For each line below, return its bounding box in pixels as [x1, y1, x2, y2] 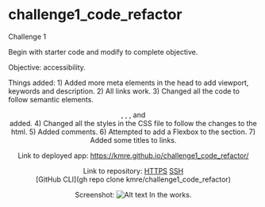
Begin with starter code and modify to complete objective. [8, 47, 198, 56]
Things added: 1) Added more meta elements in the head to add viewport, [8, 78, 249, 87]
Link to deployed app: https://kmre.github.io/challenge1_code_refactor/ [17, 151, 249, 160]
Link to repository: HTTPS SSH [83, 166, 184, 175]
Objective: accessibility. [8, 62, 86, 72]
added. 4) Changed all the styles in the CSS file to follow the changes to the [9, 118, 258, 128]
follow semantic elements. [8, 94, 94, 104]
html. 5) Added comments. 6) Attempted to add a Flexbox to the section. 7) [10, 127, 256, 136]
